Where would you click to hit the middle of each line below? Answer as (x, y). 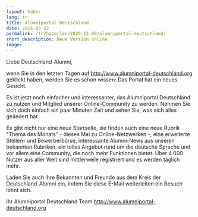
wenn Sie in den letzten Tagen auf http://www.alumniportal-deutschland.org (99, 73)
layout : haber (24, 12)
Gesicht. (16, 86)
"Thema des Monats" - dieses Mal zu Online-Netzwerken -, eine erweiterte (98, 134)
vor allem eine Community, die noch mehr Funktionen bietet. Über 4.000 (95, 153)
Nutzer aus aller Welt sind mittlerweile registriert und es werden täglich (93, 159)
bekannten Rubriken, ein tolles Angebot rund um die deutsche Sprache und (98, 147)
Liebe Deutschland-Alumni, (40, 62)
